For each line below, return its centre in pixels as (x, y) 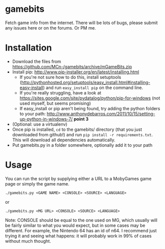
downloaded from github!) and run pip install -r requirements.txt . (82, 134)
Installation (29, 48)
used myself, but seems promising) (55, 103)
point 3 (81, 119)
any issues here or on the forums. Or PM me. (50, 28)
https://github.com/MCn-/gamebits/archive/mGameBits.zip (72, 66)
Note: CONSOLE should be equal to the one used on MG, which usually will (81, 220)
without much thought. (28, 241)
